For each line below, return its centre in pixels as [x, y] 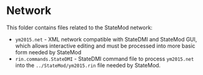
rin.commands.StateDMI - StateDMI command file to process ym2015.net [104, 59]
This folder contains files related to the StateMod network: [80, 27]
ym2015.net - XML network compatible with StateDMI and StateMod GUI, [106, 39]
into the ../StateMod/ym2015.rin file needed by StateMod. [88, 65]
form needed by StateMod [48, 52]
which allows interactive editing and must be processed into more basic [105, 46]
